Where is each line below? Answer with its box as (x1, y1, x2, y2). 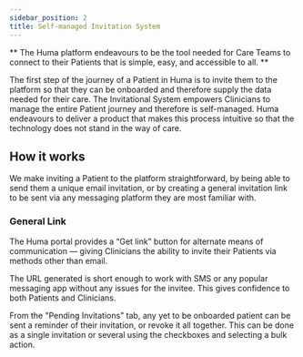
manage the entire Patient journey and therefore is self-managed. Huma (9, 103, 279, 114)
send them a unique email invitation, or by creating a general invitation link (9, 183, 288, 194)
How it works (9, 148, 86, 164)
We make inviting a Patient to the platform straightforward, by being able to (9, 173, 291, 184)
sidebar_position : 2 (9, 13, 88, 23)
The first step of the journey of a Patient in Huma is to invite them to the (9, 74, 278, 85)
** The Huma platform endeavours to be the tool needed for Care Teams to (9, 46, 291, 57)
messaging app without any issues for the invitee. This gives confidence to (9, 282, 290, 293)
